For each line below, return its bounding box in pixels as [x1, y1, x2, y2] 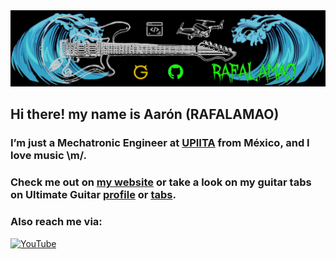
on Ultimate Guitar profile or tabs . [10, 188, 177, 202]
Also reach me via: [10, 215, 103, 229]
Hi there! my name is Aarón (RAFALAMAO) [10, 106, 280, 123]
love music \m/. [10, 149, 87, 163]
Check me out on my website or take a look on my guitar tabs [10, 175, 312, 189]
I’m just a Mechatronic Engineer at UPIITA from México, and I [10, 136, 310, 150]
